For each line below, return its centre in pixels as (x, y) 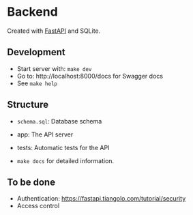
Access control (38, 206)
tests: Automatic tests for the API (63, 147)
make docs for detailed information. (65, 160)
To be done (31, 182)
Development (36, 52)
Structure (28, 105)
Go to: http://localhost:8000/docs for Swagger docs (90, 76)
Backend (32, 12)
